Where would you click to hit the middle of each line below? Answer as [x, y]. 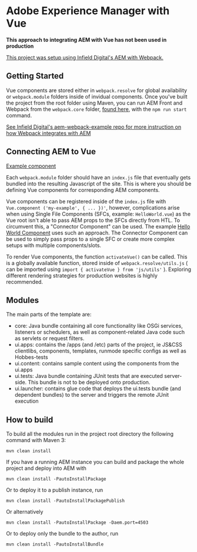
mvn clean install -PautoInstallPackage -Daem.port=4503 [77, 523]
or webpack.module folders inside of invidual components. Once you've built [97, 96]
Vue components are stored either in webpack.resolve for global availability [96, 90]
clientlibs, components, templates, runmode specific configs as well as [100, 351]
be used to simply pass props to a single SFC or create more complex [91, 239]
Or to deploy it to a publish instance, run [55, 490]
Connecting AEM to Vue [51, 152]
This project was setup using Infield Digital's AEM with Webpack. [85, 57]
